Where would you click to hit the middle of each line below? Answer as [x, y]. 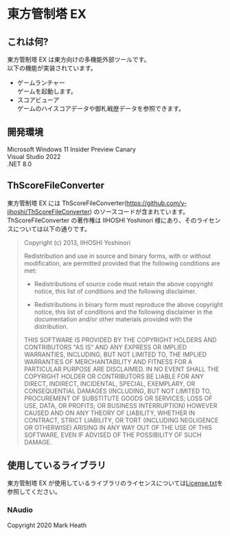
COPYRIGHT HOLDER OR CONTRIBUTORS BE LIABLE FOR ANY [114, 376]
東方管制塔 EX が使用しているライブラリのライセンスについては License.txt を [115, 483]
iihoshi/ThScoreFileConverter [49, 211]
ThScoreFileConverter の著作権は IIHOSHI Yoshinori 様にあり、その [102, 220]
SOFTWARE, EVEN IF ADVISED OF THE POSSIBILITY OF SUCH [113, 435]
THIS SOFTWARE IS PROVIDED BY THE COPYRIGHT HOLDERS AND [120, 340]
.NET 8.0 [20, 164]
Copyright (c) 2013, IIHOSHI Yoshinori [77, 242]
